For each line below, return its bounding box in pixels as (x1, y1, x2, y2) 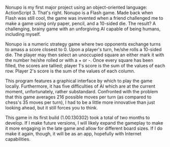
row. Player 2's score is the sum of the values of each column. (5, 68, 135, 74)
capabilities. (5, 136, 30, 142)
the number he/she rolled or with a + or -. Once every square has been (5, 57, 153, 63)
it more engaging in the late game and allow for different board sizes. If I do (5, 125, 163, 131)
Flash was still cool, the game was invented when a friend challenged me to (5, 15, 163, 21)
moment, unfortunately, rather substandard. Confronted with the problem (5, 89, 158, 94)
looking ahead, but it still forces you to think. (5, 105, 98, 111)
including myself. (5, 31, 41, 37)
